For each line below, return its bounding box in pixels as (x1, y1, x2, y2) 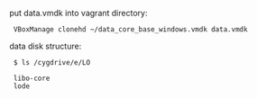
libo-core (13, 74, 50, 83)
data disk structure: (9, 40, 82, 51)
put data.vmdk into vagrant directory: (9, 8, 148, 18)
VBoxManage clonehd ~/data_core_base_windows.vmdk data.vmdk (13, 25, 248, 34)
